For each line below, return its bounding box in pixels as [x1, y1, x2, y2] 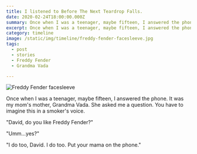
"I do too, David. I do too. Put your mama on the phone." [6, 141, 141, 149]
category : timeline [6, 30, 54, 36]
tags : [6, 41, 19, 47]
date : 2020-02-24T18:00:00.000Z [6, 14, 85, 20]
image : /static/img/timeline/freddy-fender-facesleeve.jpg [6, 36, 154, 41]
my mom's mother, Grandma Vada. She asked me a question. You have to [6, 101, 184, 108]
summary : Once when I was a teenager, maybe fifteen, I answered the [6, 19, 180, 25]
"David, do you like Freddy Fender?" [6, 119, 94, 126]
